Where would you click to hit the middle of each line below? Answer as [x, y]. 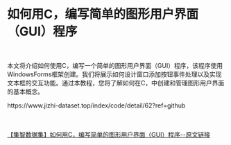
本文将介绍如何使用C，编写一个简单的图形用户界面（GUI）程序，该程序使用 [115, 65]
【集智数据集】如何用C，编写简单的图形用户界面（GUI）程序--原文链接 [109, 134]
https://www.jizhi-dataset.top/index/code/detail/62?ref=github [96, 105]
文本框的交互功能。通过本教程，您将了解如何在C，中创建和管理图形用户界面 [116, 83]
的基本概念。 [25, 92]
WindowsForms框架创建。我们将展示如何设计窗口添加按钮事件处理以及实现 [114, 74]
